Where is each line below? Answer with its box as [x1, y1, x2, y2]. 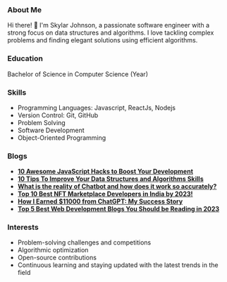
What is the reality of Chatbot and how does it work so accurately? [17, 182, 217, 191]
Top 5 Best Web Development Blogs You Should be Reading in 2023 [17, 205, 220, 213]
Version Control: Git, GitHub [17, 111, 99, 119]
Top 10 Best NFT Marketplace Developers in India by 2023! [17, 189, 193, 199]
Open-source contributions [17, 253, 97, 262]
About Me [7, 5, 42, 15]
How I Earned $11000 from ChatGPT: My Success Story [17, 197, 183, 206]
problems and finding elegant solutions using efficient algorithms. [7, 36, 198, 45]
